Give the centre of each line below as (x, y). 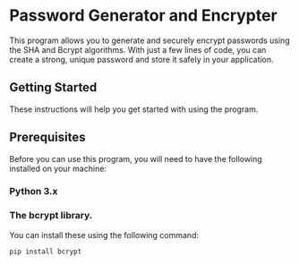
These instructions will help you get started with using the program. (134, 109)
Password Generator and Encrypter (143, 16)
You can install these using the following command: (104, 235)
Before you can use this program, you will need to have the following (136, 158)
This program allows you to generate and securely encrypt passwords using (149, 40)
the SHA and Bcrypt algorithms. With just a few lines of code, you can (138, 49)
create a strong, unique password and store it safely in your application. (142, 59)
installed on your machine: (58, 168)
